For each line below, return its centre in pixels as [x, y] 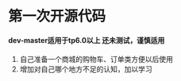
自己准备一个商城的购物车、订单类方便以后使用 [96, 60]
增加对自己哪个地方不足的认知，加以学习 [86, 69]
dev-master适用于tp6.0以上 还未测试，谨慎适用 [87, 40]
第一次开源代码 [57, 16]
